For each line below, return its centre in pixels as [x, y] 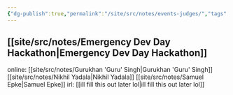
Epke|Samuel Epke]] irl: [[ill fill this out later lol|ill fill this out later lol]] [106, 85]
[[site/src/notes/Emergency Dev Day [89, 42]
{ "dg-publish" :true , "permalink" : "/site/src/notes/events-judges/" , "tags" [117, 14]
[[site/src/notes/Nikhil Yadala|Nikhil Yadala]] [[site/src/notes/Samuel [106, 77]
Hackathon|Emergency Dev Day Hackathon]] [107, 53]
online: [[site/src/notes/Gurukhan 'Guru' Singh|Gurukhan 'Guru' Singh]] [110, 70]
